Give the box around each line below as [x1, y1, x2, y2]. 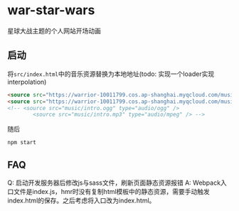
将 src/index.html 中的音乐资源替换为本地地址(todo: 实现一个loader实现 [7, 70, 215, 78]
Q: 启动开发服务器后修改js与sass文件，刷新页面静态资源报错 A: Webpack [7, 178, 221, 187]
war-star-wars [7, 2, 95, 18]
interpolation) [7, 77, 47, 86]
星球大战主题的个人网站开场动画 [7, 26, 101, 35]
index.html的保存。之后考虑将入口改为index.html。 [7, 196, 156, 205]
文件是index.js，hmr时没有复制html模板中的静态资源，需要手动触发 [13, 187, 210, 195]
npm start [7, 139, 37, 146]
